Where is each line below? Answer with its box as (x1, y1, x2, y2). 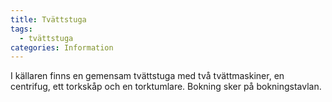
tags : (10, 24, 33, 34)
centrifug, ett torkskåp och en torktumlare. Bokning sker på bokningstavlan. (10, 81, 322, 93)
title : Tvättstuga (10, 14, 87, 25)
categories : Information (10, 42, 114, 53)
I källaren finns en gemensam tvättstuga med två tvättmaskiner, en (10, 70, 285, 82)
